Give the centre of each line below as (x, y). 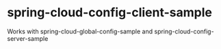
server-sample (28, 38)
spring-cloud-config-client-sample (109, 13)
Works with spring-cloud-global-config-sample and (80, 31)
